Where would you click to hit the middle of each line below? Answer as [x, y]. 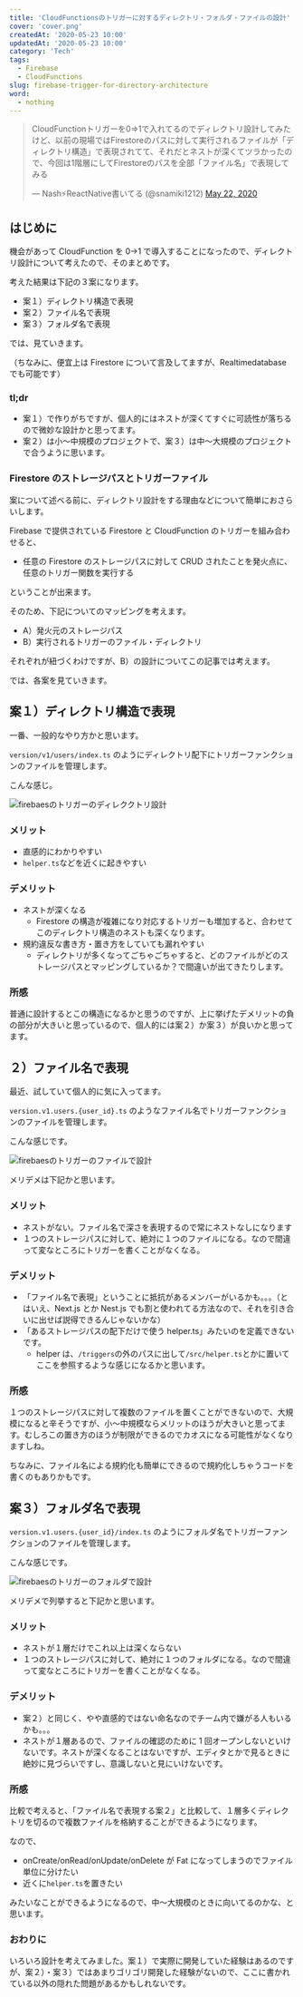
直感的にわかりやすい [62, 851]
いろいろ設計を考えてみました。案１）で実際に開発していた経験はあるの [144, 1961]
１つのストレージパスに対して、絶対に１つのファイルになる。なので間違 [156, 1238]
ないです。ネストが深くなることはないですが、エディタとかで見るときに [156, 1752]
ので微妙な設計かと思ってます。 [81, 430]
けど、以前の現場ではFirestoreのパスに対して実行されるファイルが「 [159, 141]
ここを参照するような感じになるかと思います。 [123, 1365]
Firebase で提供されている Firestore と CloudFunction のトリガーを [134, 531]
